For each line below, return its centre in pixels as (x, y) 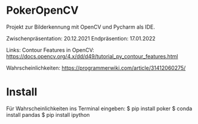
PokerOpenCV (42, 10)
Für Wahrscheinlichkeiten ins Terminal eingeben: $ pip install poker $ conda (99, 108)
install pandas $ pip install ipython (48, 114)
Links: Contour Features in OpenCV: (50, 50)
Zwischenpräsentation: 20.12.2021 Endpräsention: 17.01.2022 (81, 38)
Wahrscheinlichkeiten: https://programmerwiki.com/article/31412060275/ (96, 68)
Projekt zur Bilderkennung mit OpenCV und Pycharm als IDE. (81, 27)
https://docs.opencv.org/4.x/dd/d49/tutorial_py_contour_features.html (92, 56)
